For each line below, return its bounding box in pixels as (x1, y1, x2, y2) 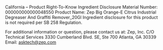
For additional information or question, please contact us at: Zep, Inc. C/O (5, 29, 154, 34)
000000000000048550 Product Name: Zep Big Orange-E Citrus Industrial (5, 9, 157, 15)
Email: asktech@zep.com (5, 39, 57, 45)
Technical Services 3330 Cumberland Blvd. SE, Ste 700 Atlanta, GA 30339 (5, 34, 157, 40)
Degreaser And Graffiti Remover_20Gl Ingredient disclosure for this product (5, 15, 158, 20)
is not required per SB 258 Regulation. (5, 19, 83, 25)
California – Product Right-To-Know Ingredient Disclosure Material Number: (5, 4, 158, 10)
